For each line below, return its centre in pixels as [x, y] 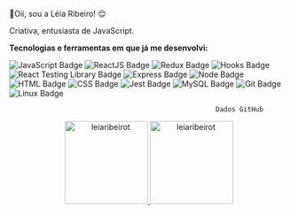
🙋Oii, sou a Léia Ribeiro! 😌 [58, 14]
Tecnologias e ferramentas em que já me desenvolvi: [109, 48]
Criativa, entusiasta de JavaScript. [72, 31]
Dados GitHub [240, 110]
